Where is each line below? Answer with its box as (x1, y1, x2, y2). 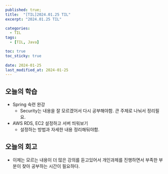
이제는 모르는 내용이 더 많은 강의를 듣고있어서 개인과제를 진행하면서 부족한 (12, 156, 158, 163)
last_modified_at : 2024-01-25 (5, 67, 69, 73)
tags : (5, 35, 17, 40)
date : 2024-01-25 (5, 63, 42, 68)
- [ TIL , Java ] (10, 40, 39, 45)
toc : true (5, 49, 26, 54)
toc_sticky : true (5, 53, 42, 58)
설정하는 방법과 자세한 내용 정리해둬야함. (20, 126, 100, 133)
